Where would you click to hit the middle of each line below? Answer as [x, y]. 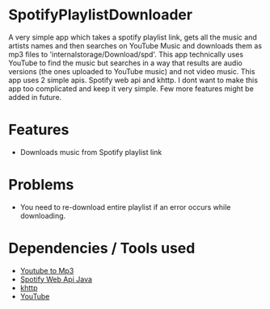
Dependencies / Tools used [102, 248]
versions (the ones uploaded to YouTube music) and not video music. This [132, 71]
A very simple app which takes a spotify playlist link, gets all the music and [133, 37]
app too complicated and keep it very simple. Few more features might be [131, 88]
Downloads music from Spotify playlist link [91, 152]
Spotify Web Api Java [56, 279]
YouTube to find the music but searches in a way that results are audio [125, 63]
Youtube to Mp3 [47, 270]
